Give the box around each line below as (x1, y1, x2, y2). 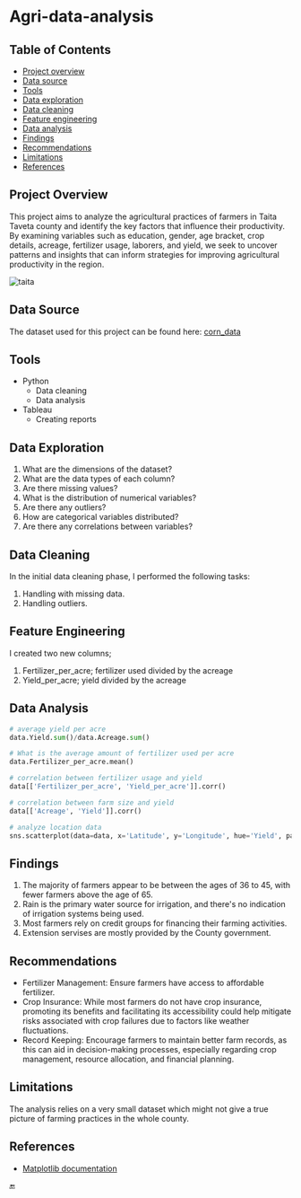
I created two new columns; (9, 647, 112, 658)
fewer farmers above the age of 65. (21, 889, 154, 900)
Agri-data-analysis (9, 6, 154, 27)
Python (21, 375, 49, 387)
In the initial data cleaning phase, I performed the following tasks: (9, 571, 251, 582)
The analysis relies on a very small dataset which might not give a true (9, 1103, 269, 1114)
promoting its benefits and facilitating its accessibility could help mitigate (21, 1006, 292, 1017)
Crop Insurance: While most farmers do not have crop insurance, (21, 997, 262, 1008)
